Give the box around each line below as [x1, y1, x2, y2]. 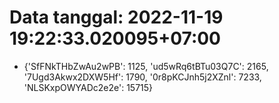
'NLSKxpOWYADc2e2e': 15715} [23, 81, 154, 93]
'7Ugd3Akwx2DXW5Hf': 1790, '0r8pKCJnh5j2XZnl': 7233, [23, 71, 262, 83]
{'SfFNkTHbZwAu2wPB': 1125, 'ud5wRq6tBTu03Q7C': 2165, [23, 60, 269, 72]
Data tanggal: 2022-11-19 [9, 6, 224, 29]
